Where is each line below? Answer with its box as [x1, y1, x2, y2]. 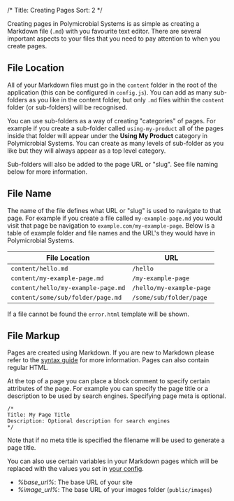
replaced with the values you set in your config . [7, 465, 145, 473]
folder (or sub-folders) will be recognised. [7, 103, 128, 111]
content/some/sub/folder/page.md [10, 294, 122, 301]
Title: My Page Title [7, 411, 71, 419]
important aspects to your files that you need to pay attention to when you [7, 34, 221, 43]
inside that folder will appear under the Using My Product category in [7, 131, 208, 139]
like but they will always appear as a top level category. [7, 146, 166, 155]
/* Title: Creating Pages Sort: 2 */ [7, 6, 103, 14]
